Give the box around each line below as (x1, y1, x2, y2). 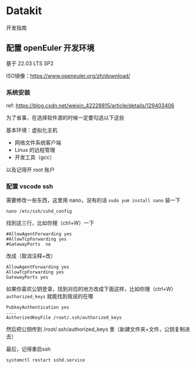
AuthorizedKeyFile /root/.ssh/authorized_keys (6, 315, 122, 321)
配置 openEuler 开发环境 (6, 43, 95, 53)
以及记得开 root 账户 (6, 166, 55, 174)
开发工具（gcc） (14, 154, 55, 161)
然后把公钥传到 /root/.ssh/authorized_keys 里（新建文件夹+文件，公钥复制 (6, 326, 185, 333)
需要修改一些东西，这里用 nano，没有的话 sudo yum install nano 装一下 (6, 197, 181, 204)
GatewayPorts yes (6, 275, 49, 280)
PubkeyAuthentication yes (6, 304, 69, 310)
